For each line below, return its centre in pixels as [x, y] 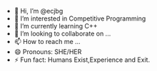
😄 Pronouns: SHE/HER [48, 52]
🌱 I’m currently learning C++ [56, 26]
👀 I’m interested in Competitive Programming [80, 18]
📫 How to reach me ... [47, 42]
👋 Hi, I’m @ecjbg [39, 11]
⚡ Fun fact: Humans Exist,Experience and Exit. [82, 60]
